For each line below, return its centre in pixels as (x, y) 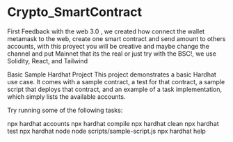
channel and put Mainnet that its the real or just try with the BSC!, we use (112, 54)
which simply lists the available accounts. (66, 96)
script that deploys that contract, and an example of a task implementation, (115, 89)
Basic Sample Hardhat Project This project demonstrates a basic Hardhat (112, 74)
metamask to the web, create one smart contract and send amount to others (116, 38)
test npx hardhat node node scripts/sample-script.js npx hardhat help (107, 131)
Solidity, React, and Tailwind (48, 61)
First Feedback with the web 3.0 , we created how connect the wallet (106, 31)
